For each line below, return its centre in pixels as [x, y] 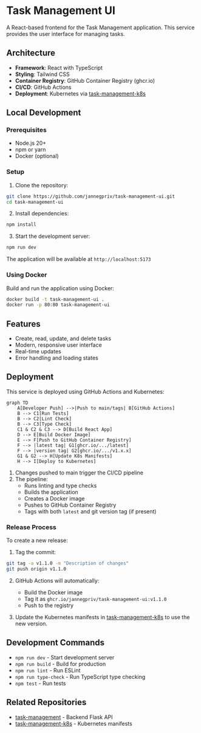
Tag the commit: [36, 552]
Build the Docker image [53, 592]
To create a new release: [37, 540]
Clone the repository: [42, 185]
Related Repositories [46, 702]
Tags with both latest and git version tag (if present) [90, 511]
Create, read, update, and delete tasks [63, 339]
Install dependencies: [42, 214]
